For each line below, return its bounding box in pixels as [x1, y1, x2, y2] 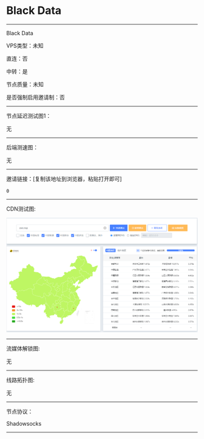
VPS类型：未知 [6, 42, 44, 49]
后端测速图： [6, 143, 38, 151]
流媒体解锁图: [6, 344, 41, 352]
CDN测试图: [6, 205, 36, 213]
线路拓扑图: [6, 376, 35, 383]
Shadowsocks [6, 420, 42, 427]
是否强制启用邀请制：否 [6, 94, 65, 101]
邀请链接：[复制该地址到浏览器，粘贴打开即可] [6, 175, 123, 182]
